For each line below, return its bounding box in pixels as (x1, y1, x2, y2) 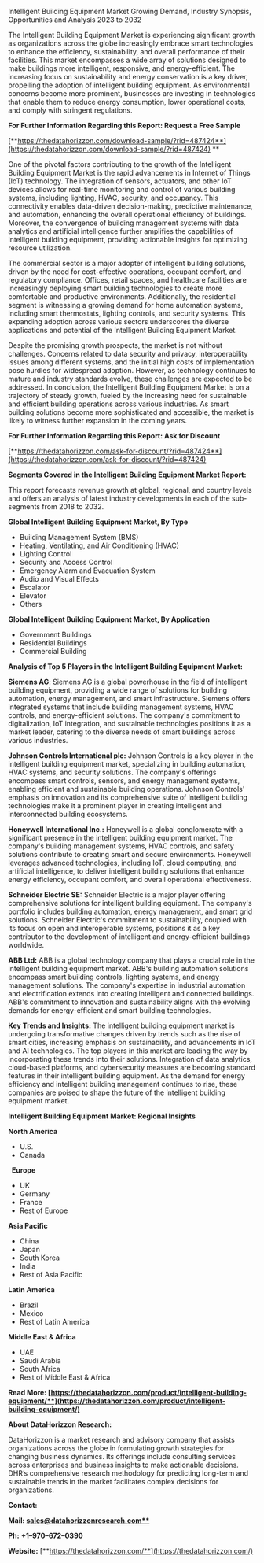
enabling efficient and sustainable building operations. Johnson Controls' (8, 785, 245, 793)
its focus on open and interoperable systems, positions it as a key (8, 924, 220, 933)
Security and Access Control (19, 558, 113, 567)
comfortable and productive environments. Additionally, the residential (8, 292, 236, 301)
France (19, 1198, 43, 1206)
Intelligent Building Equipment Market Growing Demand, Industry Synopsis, (8, 7, 251, 16)
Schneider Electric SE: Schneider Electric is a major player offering (8, 890, 226, 900)
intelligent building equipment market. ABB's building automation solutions (8, 964, 249, 973)
